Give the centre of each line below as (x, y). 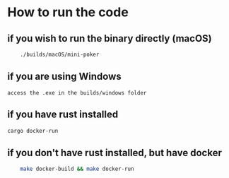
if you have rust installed (63, 115)
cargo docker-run (33, 131)
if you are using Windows (64, 77)
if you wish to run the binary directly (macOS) (110, 38)
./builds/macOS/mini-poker (60, 54)
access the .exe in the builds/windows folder (77, 93)
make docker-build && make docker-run (77, 169)
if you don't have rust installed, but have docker (115, 153)
